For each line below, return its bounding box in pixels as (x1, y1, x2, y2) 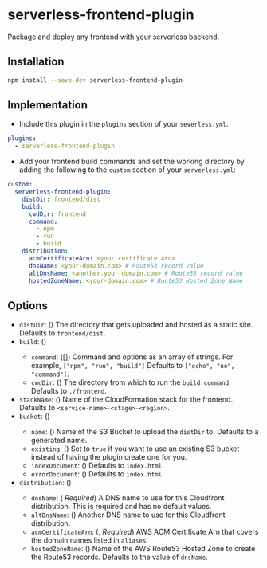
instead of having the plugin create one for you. (30, 452, 187, 462)
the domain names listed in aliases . (30, 535, 149, 545)
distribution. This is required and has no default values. (30, 502, 212, 511)
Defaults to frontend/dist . (18, 328, 106, 338)
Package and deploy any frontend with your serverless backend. (7, 32, 220, 41)
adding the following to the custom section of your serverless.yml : (18, 165, 236, 174)
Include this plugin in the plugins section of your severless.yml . (18, 119, 229, 129)
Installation (7, 55, 65, 69)
